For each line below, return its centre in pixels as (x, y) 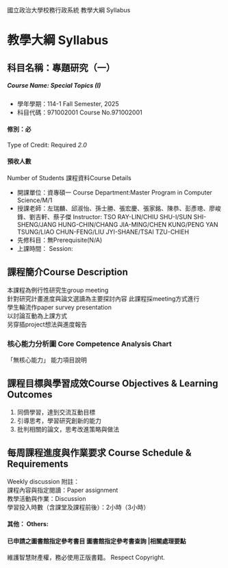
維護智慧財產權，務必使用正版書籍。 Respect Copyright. (86, 558)
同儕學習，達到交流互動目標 (56, 412)
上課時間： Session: (45, 248)
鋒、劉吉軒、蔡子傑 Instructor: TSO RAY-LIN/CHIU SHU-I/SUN (104, 217)
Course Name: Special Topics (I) (54, 86)
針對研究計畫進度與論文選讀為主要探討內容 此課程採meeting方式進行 (103, 298)
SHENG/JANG (37, 224)
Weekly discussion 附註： (43, 481)
